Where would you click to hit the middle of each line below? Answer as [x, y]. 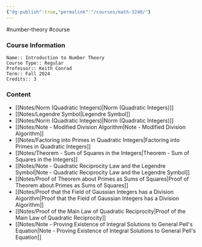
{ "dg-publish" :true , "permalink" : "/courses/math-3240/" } [78, 12]
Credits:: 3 [21, 79]
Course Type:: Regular [35, 63]
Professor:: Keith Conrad [39, 68]
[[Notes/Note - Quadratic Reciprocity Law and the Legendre [90, 166]
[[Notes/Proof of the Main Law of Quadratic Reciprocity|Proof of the [100, 212]
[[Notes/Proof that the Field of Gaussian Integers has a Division [94, 192]
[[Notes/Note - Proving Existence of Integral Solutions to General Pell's [104, 224]
